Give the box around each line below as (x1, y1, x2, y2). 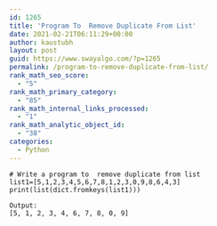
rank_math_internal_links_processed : (9, 104, 149, 113)
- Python (17, 145, 50, 154)
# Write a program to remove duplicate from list (9, 170, 201, 179)
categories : (9, 137, 53, 146)
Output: (9, 201, 38, 210)
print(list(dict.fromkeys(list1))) (9, 185, 141, 194)
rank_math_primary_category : (9, 87, 117, 96)
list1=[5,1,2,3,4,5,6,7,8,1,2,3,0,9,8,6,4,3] (9, 177, 181, 187)
